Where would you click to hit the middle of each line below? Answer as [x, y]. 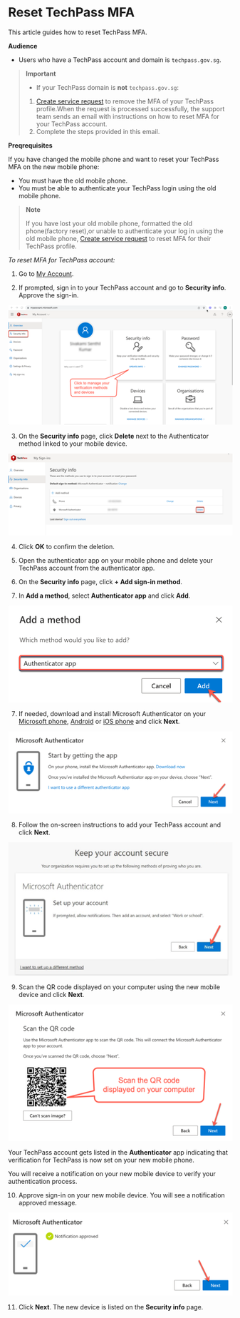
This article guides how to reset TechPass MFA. [78, 32]
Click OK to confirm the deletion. [66, 546]
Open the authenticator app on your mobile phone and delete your [115, 560]
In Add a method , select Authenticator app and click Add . [104, 596]
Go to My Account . [46, 274]
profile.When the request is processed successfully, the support [130, 108]
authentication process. [43, 1182]
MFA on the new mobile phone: [54, 167]
